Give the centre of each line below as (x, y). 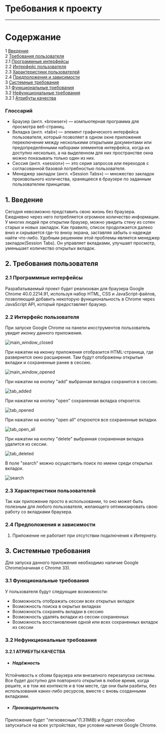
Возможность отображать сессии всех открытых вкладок (73, 601)
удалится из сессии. (26, 444)
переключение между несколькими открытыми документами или (82, 142)
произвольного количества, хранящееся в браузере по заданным (82, 179)
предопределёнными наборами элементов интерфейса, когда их (81, 148)
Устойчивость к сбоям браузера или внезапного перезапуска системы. (80, 675)
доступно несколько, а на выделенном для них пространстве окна (82, 153)
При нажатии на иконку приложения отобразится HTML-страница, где (79, 352)
